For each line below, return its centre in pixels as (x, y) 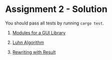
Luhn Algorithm (28, 42)
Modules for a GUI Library (39, 32)
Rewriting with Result (34, 52)
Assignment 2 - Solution (56, 9)
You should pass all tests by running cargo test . (55, 23)
